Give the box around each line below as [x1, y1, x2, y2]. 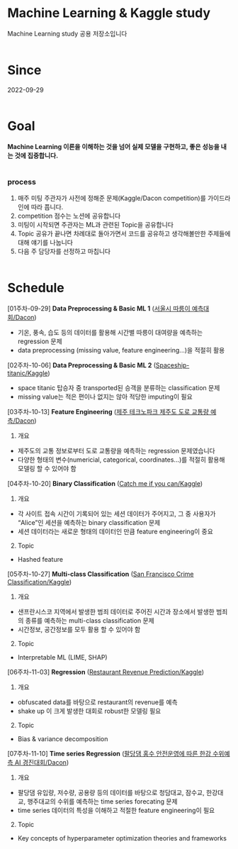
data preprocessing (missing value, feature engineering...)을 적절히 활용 [17, 346, 225, 355]
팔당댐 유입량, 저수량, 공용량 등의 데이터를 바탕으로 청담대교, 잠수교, [17, 789, 205, 797]
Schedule [7, 280, 65, 296]
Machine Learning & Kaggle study [7, 5, 211, 21]
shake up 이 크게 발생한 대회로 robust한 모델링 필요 [17, 707, 161, 716]
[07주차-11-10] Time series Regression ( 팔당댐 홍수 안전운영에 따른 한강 [7, 750, 211, 758]
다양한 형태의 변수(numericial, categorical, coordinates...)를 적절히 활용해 [17, 455, 225, 464]
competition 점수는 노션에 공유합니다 [17, 211, 121, 221]
